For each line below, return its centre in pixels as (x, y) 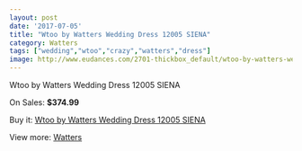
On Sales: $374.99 (44, 102)
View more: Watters (46, 137)
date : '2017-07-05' (46, 26)
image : (22, 59)
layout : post (34, 18)
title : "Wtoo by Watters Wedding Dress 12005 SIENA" (110, 34)
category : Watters (44, 43)
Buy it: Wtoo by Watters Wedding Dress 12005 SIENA (108, 120)
